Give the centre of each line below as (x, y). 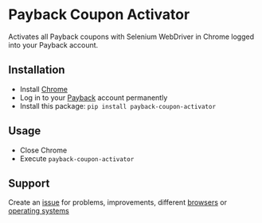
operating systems (39, 211)
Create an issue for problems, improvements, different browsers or (117, 202)
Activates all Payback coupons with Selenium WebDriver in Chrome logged (131, 37)
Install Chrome (43, 89)
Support (29, 183)
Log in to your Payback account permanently (94, 98)
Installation (37, 70)
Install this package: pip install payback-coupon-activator (118, 106)
